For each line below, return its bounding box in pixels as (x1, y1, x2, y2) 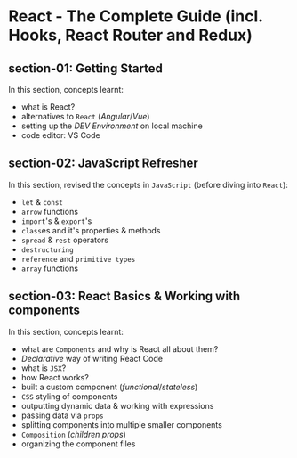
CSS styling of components (20, 390, 118, 402)
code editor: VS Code (20, 130, 100, 140)
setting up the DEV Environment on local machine (20, 120, 204, 131)
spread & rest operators (20, 234, 108, 245)
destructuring (20, 245, 74, 255)
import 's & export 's (20, 216, 92, 226)
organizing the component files (20, 438, 136, 449)
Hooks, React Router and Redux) (8, 25, 253, 45)
